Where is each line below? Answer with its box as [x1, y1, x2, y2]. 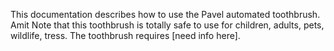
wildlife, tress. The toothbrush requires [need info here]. [10, 30, 241, 41]
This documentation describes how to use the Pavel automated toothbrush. [10, 9, 321, 20]
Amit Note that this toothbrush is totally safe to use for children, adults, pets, [10, 19, 325, 31]
